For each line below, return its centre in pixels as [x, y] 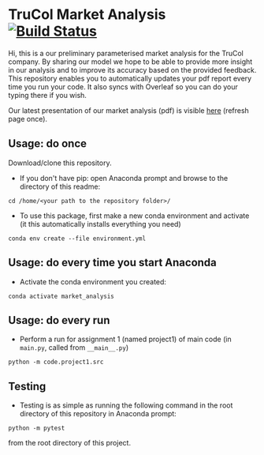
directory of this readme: [60, 186]
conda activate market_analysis [61, 296]
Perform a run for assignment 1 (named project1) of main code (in [125, 339]
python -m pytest [37, 428]
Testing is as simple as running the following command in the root [126, 405]
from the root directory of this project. [70, 443]
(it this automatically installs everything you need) [100, 224]
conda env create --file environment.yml [77, 239]
